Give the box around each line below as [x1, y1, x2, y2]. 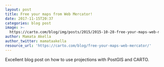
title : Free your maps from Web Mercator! [5, 12, 93, 17]
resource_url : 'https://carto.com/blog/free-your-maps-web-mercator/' [5, 43, 152, 48]
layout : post [5, 7, 32, 12]
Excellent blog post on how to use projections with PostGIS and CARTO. [5, 56, 149, 62]
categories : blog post [5, 20, 51, 26]
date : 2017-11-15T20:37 [5, 16, 54, 21]
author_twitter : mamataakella [5, 39, 67, 44]
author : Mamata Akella [5, 34, 51, 39]
